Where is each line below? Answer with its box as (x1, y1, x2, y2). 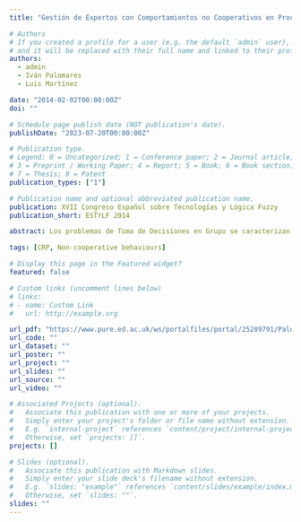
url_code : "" (9, 334, 58, 343)
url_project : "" (9, 358, 70, 368)
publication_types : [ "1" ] (9, 178, 106, 187)
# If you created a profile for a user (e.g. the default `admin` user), (9, 38, 291, 47)
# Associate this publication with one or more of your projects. (9, 408, 271, 417)
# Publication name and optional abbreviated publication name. (9, 194, 254, 203)
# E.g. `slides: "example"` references (9, 483, 167, 492)
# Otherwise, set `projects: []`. (9, 432, 146, 442)
